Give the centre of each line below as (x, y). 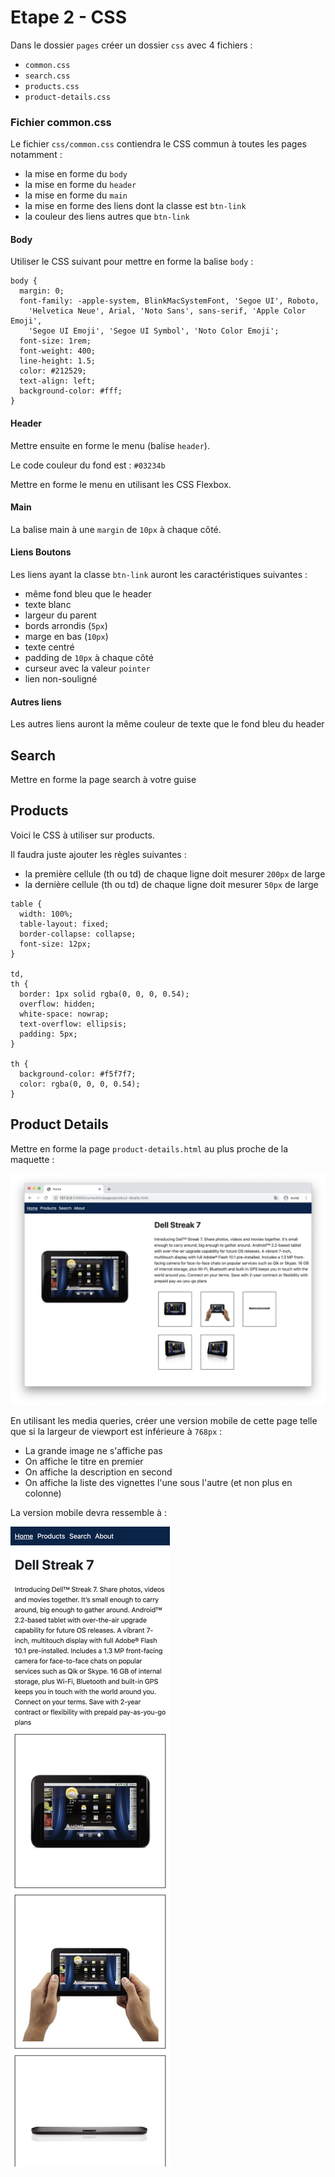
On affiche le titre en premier (84, 1461)
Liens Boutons (41, 552)
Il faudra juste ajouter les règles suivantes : (98, 854)
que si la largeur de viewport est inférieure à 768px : (116, 1431)
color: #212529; (53, 371)
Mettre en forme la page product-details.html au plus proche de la (149, 1148)
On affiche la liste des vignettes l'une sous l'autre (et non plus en (158, 1482)
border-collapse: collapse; (78, 934)
